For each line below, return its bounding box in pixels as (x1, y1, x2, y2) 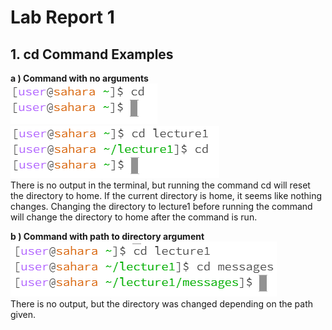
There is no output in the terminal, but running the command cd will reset (10, 179, 311, 191)
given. (10, 309, 37, 320)
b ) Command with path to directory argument (10, 231, 205, 242)
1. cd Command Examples (10, 46, 174, 63)
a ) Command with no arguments (10, 72, 149, 84)
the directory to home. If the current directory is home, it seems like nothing (10, 190, 323, 201)
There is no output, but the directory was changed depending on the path (10, 298, 314, 310)
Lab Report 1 (10, 6, 115, 29)
